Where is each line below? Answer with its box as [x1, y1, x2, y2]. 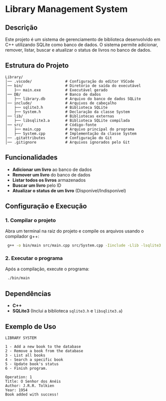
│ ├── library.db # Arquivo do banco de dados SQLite [5, 96, 141, 101]
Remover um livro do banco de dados [12, 171, 90, 177]
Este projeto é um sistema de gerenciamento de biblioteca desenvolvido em [5, 36, 161, 42]
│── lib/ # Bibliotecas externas [5, 113, 114, 119]
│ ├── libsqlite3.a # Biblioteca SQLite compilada [5, 118, 130, 123]
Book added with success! [5, 392, 59, 397]
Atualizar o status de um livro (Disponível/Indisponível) [12, 187, 126, 193]
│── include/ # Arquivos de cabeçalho [5, 100, 117, 105]
